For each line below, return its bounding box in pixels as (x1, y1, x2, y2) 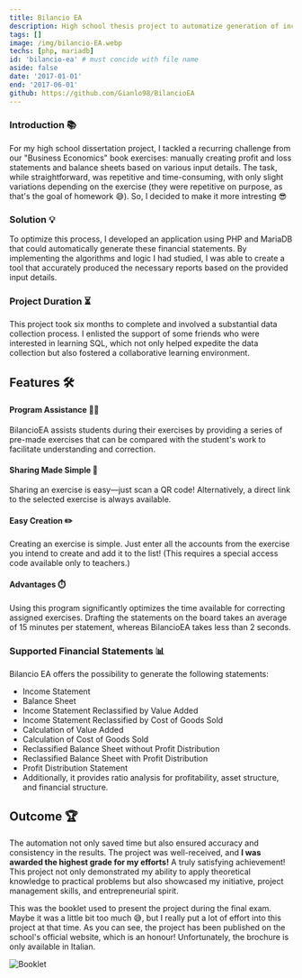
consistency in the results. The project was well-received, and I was (9, 846, 262, 857)
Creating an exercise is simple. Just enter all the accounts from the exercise (9, 538, 290, 550)
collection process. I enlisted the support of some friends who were (9, 328, 261, 339)
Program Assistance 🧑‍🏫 (9, 405, 100, 416)
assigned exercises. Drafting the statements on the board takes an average (9, 612, 288, 623)
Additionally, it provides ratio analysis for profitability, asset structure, (22, 772, 280, 782)
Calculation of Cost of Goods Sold (22, 734, 149, 745)
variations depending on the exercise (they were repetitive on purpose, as (9, 181, 283, 192)
